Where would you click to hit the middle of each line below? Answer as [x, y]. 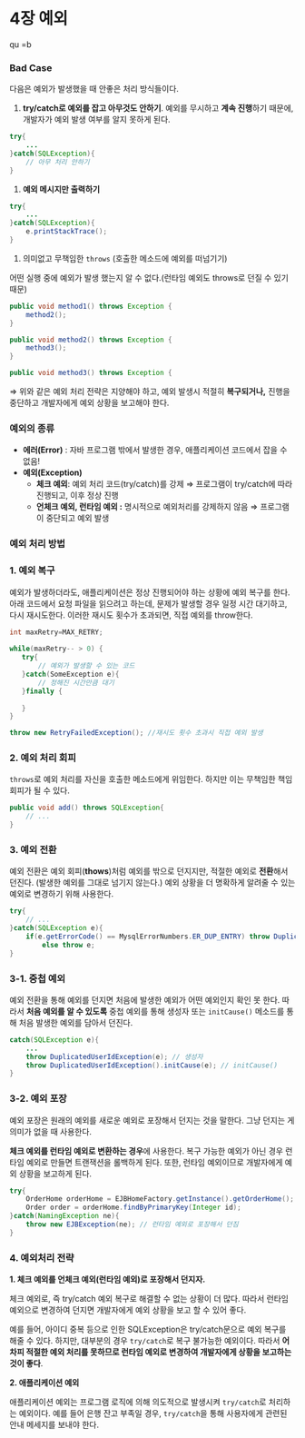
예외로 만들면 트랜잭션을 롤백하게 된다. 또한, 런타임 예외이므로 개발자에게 [154, 1162]
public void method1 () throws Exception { [91, 306]
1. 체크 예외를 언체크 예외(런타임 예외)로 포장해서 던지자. [108, 1279]
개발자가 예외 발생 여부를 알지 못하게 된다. [96, 120]
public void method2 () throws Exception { [91, 340]
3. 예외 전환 [33, 849]
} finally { [42, 691]
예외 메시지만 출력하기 [61, 189]
